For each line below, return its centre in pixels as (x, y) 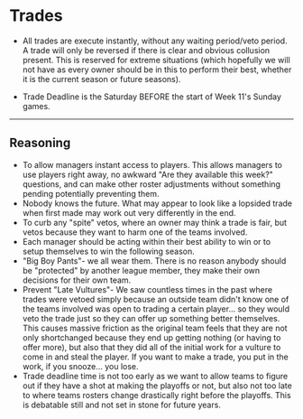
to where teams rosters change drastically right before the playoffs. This (156, 395)
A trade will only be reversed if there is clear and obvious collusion (146, 50)
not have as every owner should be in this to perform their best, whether (157, 70)
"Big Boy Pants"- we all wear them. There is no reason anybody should (154, 261)
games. (37, 106)
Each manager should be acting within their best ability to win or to (147, 241)
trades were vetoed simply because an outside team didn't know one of (156, 299)
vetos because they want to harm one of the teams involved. (135, 232)
